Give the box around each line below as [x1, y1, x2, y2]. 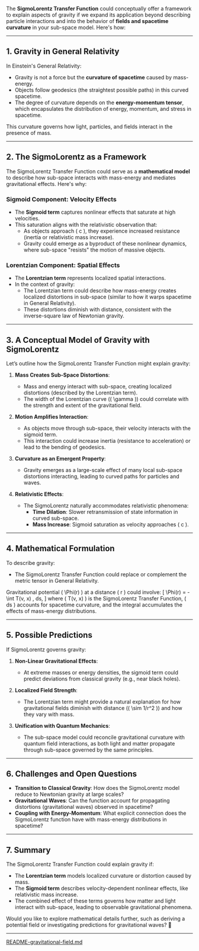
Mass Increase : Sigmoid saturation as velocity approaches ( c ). [32, 521, 189, 528]
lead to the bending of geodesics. [23, 444, 106, 451]
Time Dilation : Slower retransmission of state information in [32, 509, 178, 516]
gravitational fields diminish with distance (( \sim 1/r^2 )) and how [23, 704, 182, 711]
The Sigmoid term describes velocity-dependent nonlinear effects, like [14, 885, 188, 892]
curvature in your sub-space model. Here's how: [6, 24, 126, 31]
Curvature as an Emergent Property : [14, 455, 106, 462]
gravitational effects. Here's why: [6, 180, 87, 187]
